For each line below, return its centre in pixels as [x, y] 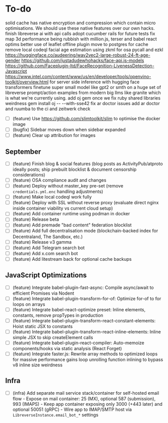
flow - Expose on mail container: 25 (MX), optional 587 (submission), [84, 398]
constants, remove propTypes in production [58, 315]
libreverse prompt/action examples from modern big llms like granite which [83, 92]
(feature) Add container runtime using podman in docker [71, 214]
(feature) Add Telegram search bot [48, 248]
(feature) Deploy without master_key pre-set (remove [68, 186]
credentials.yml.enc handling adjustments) [58, 192]
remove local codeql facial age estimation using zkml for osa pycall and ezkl [84, 50]
